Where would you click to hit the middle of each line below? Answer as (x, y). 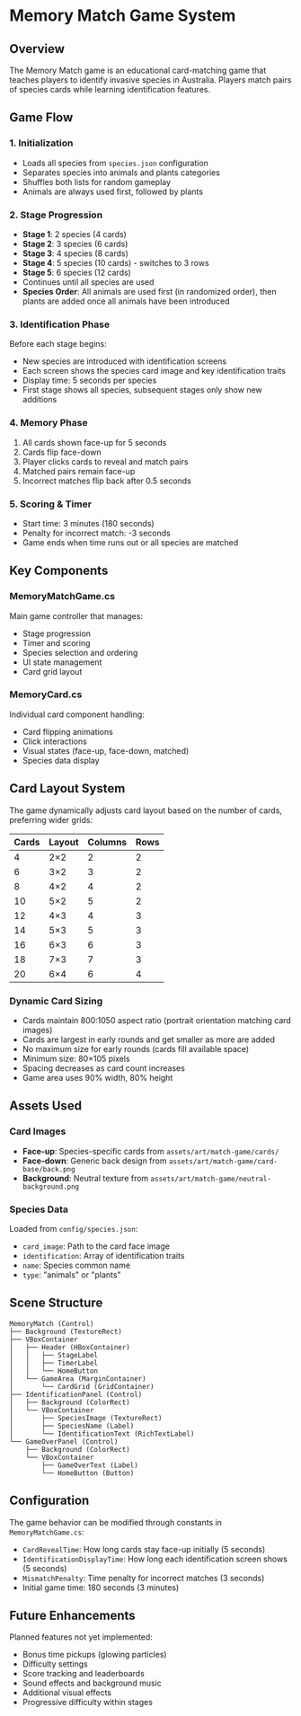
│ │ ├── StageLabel (54, 1355)
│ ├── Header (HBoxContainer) (70, 1347)
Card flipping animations (68, 731)
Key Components (59, 571)
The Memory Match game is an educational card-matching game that (138, 70)
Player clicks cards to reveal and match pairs (105, 461)
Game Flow (41, 118)
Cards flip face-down (62, 452)
